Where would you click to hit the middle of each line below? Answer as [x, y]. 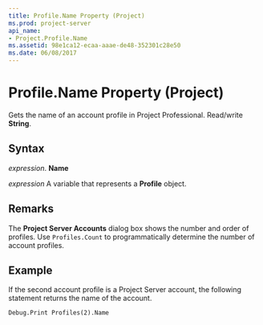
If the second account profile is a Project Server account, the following [125, 290]
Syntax [26, 149]
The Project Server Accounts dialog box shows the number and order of [129, 228]
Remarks [31, 209]
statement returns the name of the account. [80, 299]
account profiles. [36, 245]
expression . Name [38, 168]
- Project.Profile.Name [48, 38]
